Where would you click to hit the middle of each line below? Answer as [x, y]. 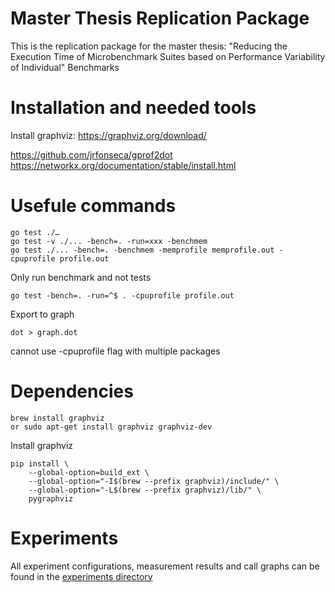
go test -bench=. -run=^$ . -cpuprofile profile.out [122, 295]
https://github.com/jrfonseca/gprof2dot [91, 154]
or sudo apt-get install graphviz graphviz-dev [111, 427]
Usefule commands [93, 206]
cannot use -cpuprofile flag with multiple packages [115, 351]
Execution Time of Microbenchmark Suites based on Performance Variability [168, 56]
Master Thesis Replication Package [160, 18]
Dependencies [72, 391]
